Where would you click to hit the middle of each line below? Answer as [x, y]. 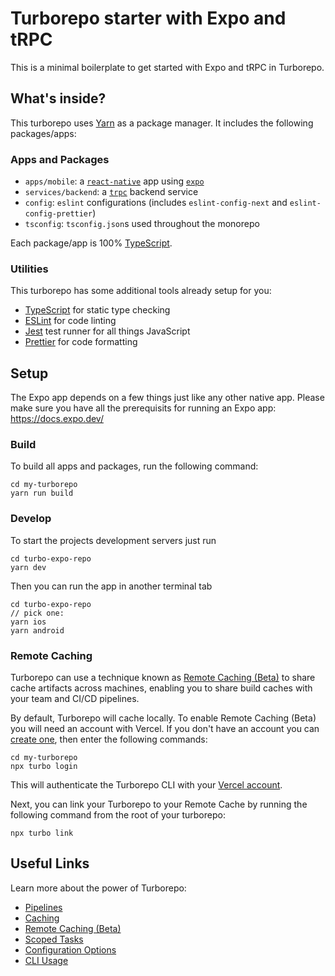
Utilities [29, 269]
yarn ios [28, 622]
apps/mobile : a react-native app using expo [114, 181]
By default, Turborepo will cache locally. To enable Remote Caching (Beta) [163, 718]
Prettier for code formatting [81, 342]
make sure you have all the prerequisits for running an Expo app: [143, 408]
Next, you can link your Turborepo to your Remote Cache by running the [159, 804]
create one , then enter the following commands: [109, 739]
